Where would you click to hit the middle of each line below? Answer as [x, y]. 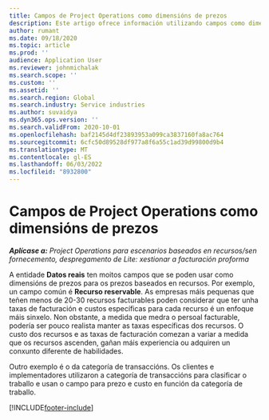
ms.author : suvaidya [44, 113]
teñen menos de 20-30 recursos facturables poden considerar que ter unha [134, 300]
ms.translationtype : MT [49, 150]
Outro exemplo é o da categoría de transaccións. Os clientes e [112, 366]
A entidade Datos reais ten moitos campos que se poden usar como [121, 274]
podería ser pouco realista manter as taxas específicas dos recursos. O [127, 326]
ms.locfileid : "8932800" [50, 172]
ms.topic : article [40, 46]
